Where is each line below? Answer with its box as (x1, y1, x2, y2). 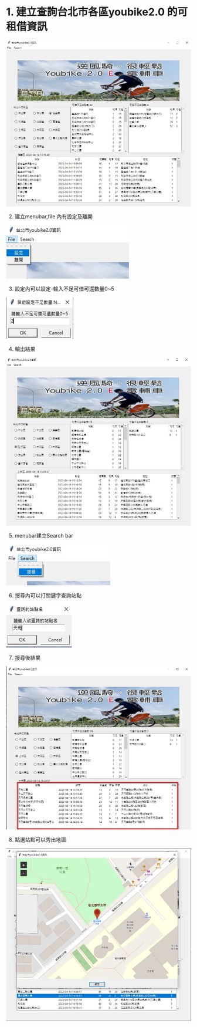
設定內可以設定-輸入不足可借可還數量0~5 (14, 285, 114, 292)
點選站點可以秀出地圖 (14, 836, 66, 843)
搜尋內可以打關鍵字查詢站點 (14, 592, 82, 599)
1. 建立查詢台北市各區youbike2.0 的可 (6, 5, 188, 19)
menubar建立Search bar (14, 532, 73, 539)
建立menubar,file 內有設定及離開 (14, 213, 93, 220)
